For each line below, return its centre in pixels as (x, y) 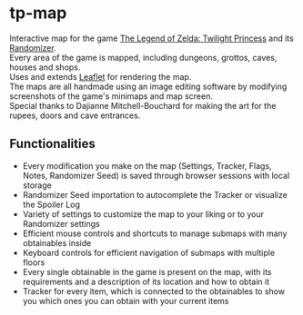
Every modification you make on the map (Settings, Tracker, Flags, (147, 165)
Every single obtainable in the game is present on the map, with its (147, 271)
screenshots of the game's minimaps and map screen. (111, 96)
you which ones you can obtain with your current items (126, 300)
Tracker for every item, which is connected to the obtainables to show (153, 291)
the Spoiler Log (51, 204)
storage (37, 185)
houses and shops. (45, 67)
